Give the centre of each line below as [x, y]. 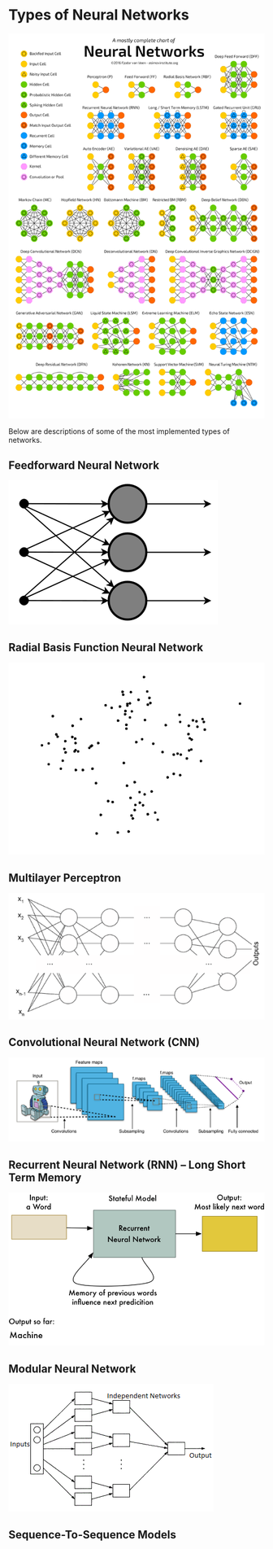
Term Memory [45, 1177]
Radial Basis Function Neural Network [106, 648]
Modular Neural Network [72, 1369]
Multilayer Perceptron [65, 878]
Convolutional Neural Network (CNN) [104, 1042]
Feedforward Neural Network [84, 466]
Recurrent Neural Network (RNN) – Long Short [127, 1164]
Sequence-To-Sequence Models [92, 1535]
